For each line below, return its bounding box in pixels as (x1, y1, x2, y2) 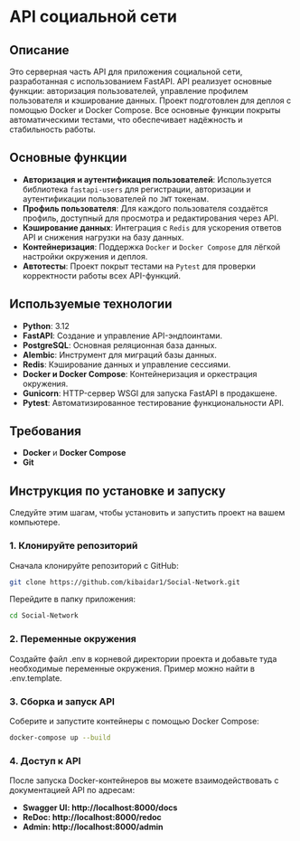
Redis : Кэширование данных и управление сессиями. (22, 359, 231, 370)
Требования (9, 423, 81, 439)
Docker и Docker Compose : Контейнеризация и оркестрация (22, 368, 258, 379)
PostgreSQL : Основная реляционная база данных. (22, 339, 218, 350)
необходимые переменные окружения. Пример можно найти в (9, 663, 256, 674)
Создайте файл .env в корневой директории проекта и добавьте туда (9, 653, 277, 664)
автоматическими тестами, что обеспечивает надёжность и (9, 115, 243, 125)
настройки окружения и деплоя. (22, 250, 148, 261)
